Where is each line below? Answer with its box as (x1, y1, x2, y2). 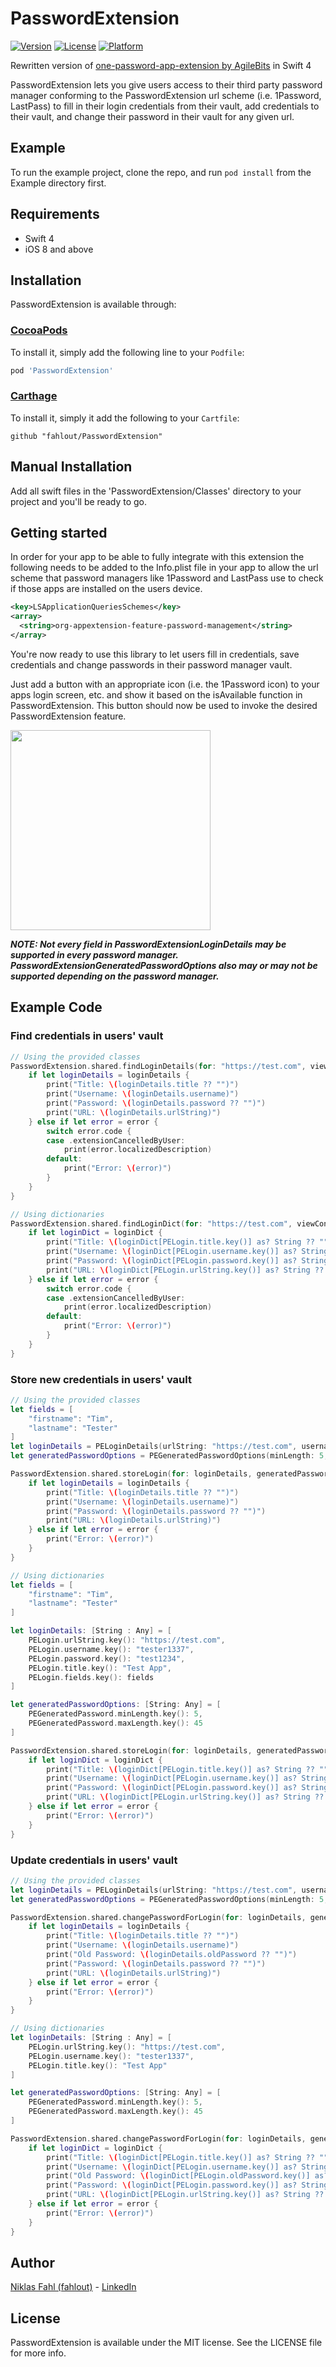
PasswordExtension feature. (10, 710, 127, 722)
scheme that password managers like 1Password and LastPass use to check (10, 572, 324, 584)
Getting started (10, 525, 108, 542)
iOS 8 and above (24, 243, 94, 255)
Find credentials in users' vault (10, 1029, 164, 1043)
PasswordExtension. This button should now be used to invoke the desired (10, 699, 318, 711)
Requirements (10, 206, 100, 223)
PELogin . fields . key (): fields (28, 1672, 155, 1682)
